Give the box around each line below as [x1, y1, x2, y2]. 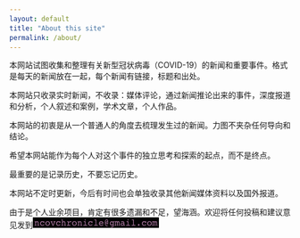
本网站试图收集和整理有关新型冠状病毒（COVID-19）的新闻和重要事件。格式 [9, 60, 288, 70]
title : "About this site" [9, 23, 105, 33]
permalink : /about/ [9, 33, 82, 42]
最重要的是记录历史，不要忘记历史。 [9, 169, 143, 180]
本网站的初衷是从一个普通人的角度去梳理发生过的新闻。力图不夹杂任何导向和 [9, 120, 291, 131]
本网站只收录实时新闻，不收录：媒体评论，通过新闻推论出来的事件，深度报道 [9, 90, 291, 101]
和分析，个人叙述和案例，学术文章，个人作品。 [9, 101, 181, 111]
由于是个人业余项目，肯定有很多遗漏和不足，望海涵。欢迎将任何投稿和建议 [9, 207, 283, 217]
